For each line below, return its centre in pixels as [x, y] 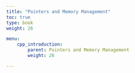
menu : [13, 39]
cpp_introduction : [40, 45]
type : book [20, 23]
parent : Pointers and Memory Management [79, 50]
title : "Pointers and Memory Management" [59, 12]
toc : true [19, 17]
